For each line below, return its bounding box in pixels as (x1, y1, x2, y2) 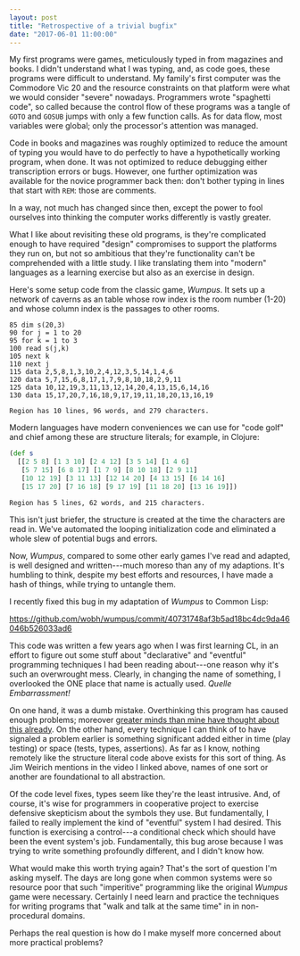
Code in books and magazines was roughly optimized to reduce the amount (9, 137, 288, 148)
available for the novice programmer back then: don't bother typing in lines (9, 176, 286, 187)
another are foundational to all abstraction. (9, 771, 166, 782)
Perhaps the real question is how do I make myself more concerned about (9, 927, 281, 938)
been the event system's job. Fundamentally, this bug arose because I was (9, 835, 284, 846)
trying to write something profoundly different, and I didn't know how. (9, 845, 265, 856)
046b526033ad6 (9, 622, 72, 634)
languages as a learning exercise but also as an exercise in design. (9, 267, 254, 278)
